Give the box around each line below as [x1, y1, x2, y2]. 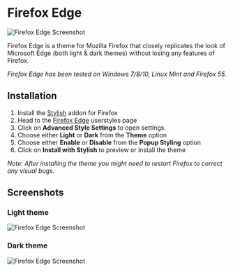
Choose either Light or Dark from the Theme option [17, 130, 167, 139]
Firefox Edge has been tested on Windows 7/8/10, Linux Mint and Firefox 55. [7, 70, 227, 78]
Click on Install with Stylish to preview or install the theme [17, 145, 186, 154]
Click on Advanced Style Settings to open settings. [17, 123, 166, 132]
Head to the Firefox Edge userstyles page [17, 116, 137, 124]
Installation [7, 90, 57, 102]
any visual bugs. [7, 166, 55, 175]
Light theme [7, 208, 49, 218]
